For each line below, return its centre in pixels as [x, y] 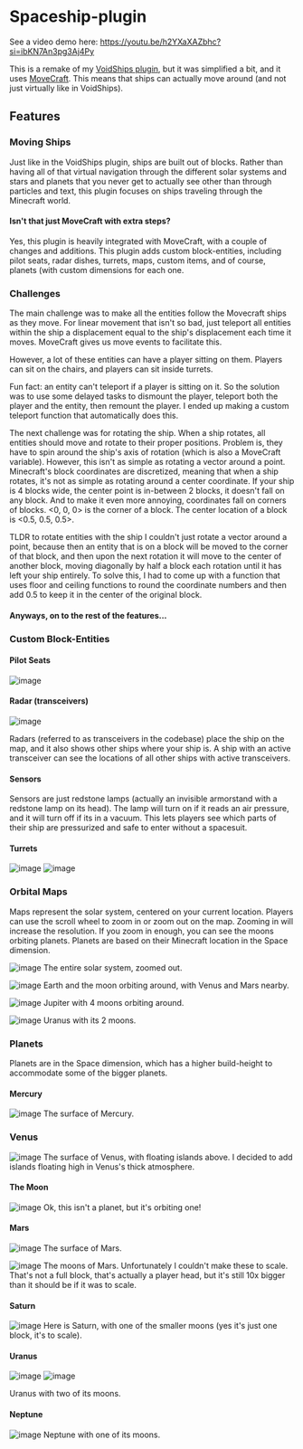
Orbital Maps [38, 892]
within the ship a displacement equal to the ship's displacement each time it [151, 333]
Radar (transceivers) [49, 701]
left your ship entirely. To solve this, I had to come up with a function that [145, 575]
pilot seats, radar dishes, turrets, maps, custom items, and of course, [137, 260]
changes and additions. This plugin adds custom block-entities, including [146, 251]
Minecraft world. [40, 200]
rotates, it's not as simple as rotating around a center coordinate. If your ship [152, 481]
